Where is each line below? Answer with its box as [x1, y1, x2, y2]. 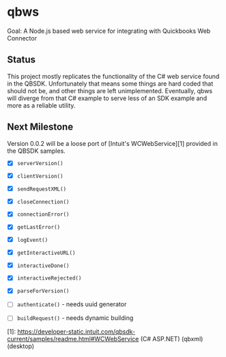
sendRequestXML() [16, 186, 67, 193]
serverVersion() [16, 160, 63, 167]
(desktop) [7, 342, 35, 350]
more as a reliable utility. [7, 101, 76, 110]
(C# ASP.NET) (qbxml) [140, 335, 203, 343]
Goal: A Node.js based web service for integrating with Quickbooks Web [7, 27, 211, 35]
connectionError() [16, 211, 70, 218]
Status [7, 54, 36, 66]
